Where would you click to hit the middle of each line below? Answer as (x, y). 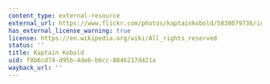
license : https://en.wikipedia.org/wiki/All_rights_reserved (113, 38)
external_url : (32, 23)
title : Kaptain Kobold (46, 53)
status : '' (27, 46)
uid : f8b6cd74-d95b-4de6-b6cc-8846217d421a (82, 61)
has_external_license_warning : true (70, 30)
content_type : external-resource (64, 16)
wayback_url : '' (35, 68)
